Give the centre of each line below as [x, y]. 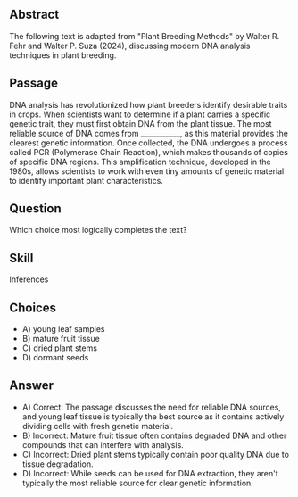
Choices [33, 307]
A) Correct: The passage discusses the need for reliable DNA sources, [151, 407]
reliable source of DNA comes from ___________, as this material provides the [149, 133]
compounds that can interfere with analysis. [103, 444]
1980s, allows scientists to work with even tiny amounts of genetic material [147, 171]
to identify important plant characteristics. [86, 180]
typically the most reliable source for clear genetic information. [138, 483]
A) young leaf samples [63, 329]
